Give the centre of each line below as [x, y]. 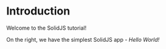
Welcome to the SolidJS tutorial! [47, 28]
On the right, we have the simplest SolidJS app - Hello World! [83, 39]
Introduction [38, 11]
